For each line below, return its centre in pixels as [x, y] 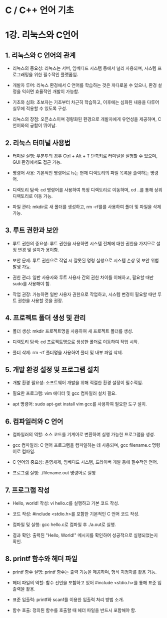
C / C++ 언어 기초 [39, 10]
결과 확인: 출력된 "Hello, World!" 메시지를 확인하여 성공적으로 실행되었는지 [85, 535]
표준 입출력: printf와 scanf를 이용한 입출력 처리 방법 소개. [68, 599]
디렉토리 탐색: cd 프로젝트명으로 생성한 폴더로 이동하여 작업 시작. [75, 342]
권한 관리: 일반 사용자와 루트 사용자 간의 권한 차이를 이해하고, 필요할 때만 [83, 277]
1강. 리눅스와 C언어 [42, 35]
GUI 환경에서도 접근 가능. [37, 162]
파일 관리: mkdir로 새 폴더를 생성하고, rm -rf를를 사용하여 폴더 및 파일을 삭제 [87, 207]
